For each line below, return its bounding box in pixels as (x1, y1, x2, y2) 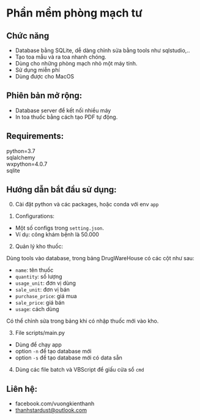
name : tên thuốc (15, 266, 54, 274)
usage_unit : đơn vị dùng (15, 279, 76, 287)
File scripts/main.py (15, 329, 65, 337)
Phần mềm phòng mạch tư (6, 6, 143, 20)
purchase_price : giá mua (15, 293, 78, 300)
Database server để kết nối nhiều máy (15, 107, 111, 114)
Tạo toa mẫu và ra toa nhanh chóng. (15, 53, 107, 61)
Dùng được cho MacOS (15, 73, 75, 80)
